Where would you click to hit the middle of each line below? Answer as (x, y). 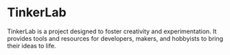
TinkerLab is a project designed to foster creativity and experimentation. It (112, 31)
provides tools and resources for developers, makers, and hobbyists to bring (115, 38)
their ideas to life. (32, 45)
